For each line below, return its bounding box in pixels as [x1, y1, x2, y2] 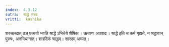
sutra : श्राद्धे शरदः [5, 12, 38, 17]
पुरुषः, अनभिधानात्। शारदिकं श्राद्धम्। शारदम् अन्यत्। [5, 36, 89, 42]
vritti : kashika [5, 16, 42, 21]
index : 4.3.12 [5, 7, 37, 12]
